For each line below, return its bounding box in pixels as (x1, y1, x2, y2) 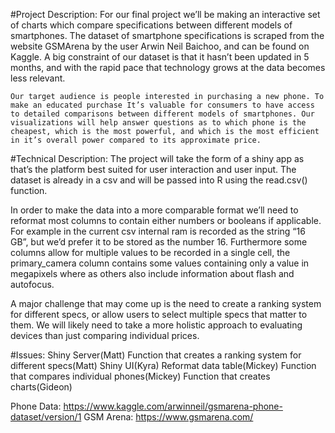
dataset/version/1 (10, 411, 82, 423)
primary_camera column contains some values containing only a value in (10, 257, 310, 269)
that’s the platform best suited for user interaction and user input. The (10, 164, 297, 175)
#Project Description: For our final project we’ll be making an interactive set (10, 9, 321, 20)
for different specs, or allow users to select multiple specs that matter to (10, 309, 308, 320)
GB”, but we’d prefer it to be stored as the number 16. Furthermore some (10, 236, 308, 248)
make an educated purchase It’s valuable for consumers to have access (10, 100, 315, 110)
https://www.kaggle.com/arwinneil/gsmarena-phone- (63, 400, 283, 412)
